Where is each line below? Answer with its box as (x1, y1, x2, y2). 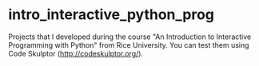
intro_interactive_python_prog (8, 6, 214, 24)
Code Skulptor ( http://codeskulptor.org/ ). (8, 49, 144, 58)
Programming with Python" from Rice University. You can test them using (8, 40, 249, 49)
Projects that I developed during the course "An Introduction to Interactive (8, 32, 252, 41)
